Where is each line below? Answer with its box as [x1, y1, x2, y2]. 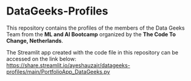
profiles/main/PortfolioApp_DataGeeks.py [6, 68, 111, 75]
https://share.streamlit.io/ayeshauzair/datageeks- [6, 62, 131, 69]
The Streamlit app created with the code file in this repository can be [6, 48, 178, 56]
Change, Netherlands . [6, 37, 64, 44]
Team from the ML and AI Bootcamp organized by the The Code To [6, 30, 176, 37]
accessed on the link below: [6, 55, 77, 62]
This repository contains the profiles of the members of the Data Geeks [6, 24, 185, 31]
